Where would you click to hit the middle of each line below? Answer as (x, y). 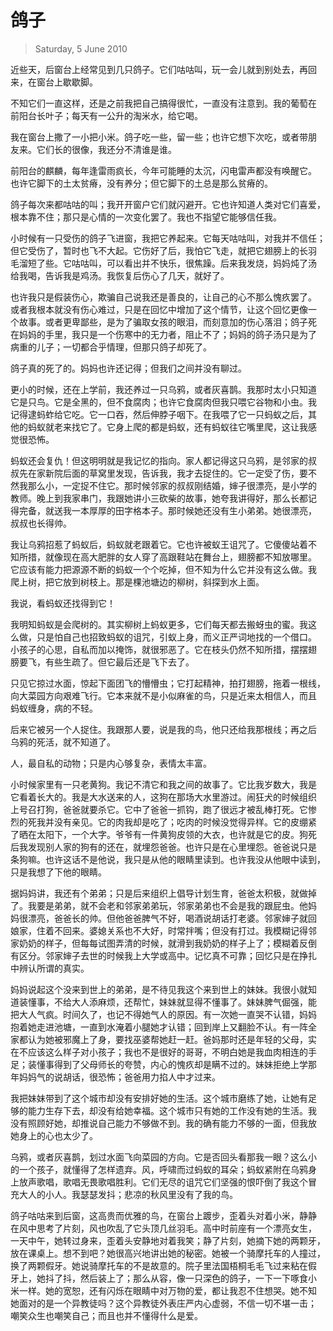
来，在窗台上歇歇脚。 (54, 82)
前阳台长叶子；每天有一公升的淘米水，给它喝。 (106, 115)
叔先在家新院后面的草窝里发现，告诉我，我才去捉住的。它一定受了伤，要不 (163, 473)
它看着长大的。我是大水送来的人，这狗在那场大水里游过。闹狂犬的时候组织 (163, 797)
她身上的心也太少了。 (54, 1135)
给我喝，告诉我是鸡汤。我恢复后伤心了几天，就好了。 (120, 275)
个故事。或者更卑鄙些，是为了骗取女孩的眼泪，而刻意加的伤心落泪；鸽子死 (163, 322)
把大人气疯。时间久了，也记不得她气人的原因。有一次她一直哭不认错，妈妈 (163, 1014)
